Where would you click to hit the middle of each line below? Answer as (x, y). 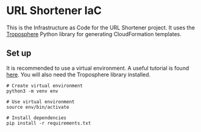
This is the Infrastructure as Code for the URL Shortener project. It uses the (100, 28)
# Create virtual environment (45, 86)
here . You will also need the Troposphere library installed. (79, 75)
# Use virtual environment (41, 101)
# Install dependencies (37, 118)
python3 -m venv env (33, 91)
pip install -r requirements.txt (49, 123)
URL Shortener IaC (54, 11)
